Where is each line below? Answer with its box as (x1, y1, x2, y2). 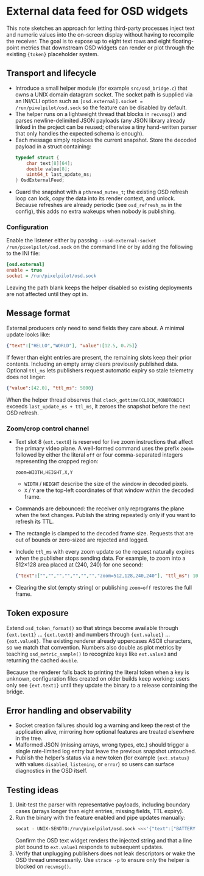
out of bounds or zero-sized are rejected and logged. (15, 536, 149, 543)
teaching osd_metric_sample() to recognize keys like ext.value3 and (6, 650, 178, 657)
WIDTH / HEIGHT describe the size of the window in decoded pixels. (24, 480, 189, 487)
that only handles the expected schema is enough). (15, 129, 144, 137)
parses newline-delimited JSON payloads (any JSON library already (15, 117, 186, 124)
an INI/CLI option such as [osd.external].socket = (15, 97, 143, 104)
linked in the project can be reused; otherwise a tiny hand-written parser (15, 123, 197, 131)
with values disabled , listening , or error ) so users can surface (15, 761, 175, 768)
